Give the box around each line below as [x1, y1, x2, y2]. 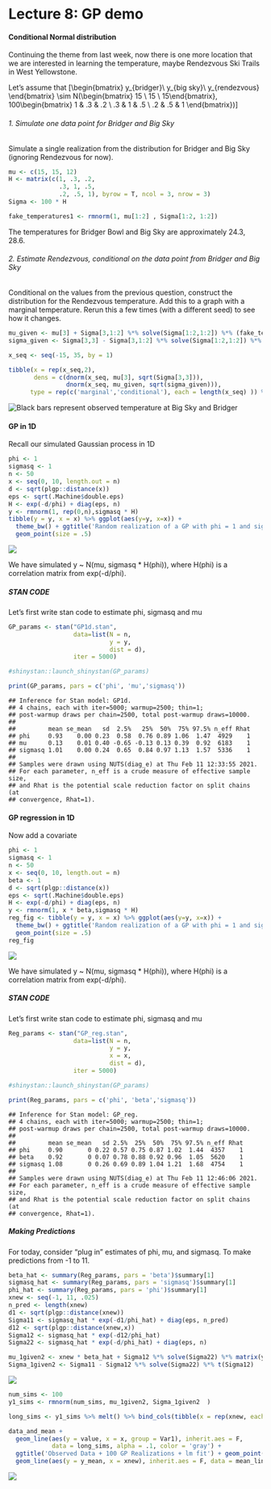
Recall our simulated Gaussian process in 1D [8, 440, 156, 449]
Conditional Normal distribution [8, 32, 117, 41]
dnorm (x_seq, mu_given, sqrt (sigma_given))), [65, 381, 222, 389]
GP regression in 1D [8, 813, 75, 822]
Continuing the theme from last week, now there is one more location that [8, 50, 252, 60]
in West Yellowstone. [8, 67, 78, 77]
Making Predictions [8, 1226, 76, 1236]
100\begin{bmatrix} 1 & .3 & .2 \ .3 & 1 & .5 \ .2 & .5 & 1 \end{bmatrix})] [8, 100, 238, 110]
